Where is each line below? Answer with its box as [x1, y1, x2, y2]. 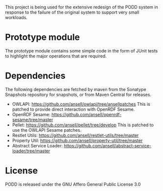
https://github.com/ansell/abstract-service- [63, 143, 152, 148]
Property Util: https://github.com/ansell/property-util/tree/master [12, 137, 143, 143]
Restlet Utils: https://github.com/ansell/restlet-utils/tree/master [12, 132, 139, 138]
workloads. [5, 15, 28, 20]
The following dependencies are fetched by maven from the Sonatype [5, 86, 146, 92]
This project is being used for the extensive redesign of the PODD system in [5, 4, 158, 10]
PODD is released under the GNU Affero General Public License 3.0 [5, 181, 141, 187]
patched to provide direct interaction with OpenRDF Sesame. [12, 106, 135, 112]
